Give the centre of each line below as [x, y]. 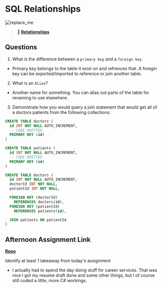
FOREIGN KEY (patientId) [35, 206]
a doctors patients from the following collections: [61, 112]
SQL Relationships [43, 9]
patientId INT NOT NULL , [35, 189]
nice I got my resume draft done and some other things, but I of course [83, 275]
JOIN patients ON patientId [38, 220]
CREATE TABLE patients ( [30, 148]
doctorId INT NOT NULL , [33, 184]
